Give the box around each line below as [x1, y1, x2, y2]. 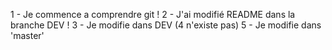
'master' [10, 30, 45, 41]
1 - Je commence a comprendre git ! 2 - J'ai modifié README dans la [10, 9, 296, 20]
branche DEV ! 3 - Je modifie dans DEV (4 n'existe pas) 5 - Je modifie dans [10, 19, 322, 31]
